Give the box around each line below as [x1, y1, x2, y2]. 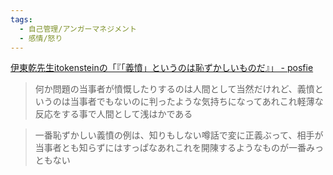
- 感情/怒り [19, 33, 63, 43]
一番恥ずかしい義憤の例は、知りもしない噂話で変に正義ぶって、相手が [34, 129, 324, 141]
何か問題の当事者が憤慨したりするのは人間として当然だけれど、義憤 [34, 83, 315, 95]
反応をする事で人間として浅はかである [34, 108, 193, 120]
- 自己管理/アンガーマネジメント [19, 24, 137, 34]
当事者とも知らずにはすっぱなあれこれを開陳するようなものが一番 [34, 142, 307, 154]
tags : [10, 14, 33, 25]
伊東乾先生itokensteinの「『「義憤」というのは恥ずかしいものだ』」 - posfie [10, 62, 314, 74]
